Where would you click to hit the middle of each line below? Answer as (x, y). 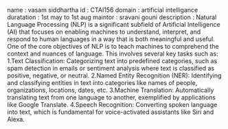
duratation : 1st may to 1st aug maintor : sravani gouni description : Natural (112, 17)
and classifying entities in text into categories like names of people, (102, 83)
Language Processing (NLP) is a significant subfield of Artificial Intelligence (114, 24)
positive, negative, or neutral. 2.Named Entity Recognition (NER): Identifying (114, 75)
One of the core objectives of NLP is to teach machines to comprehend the (113, 46)
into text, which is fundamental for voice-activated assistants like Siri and (111, 112)
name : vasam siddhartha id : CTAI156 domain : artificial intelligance (103, 10)
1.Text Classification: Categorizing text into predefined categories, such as (112, 61)
